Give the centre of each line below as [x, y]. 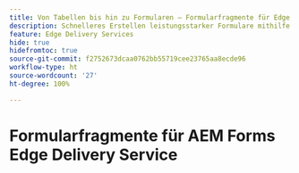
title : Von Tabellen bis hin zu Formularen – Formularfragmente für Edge [150, 17]
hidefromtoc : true [43, 51]
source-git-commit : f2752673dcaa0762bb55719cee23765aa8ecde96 [128, 59]
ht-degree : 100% [39, 84]
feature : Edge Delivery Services [72, 34]
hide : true [30, 42]
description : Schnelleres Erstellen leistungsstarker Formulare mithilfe [150, 26]
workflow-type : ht [43, 68]
